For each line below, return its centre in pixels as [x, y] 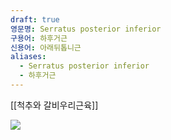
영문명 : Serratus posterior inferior [86, 29]
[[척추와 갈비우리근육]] [54, 105]
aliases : [28, 57]
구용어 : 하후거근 [39, 38]
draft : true [35, 19]
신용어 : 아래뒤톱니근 [46, 47]
